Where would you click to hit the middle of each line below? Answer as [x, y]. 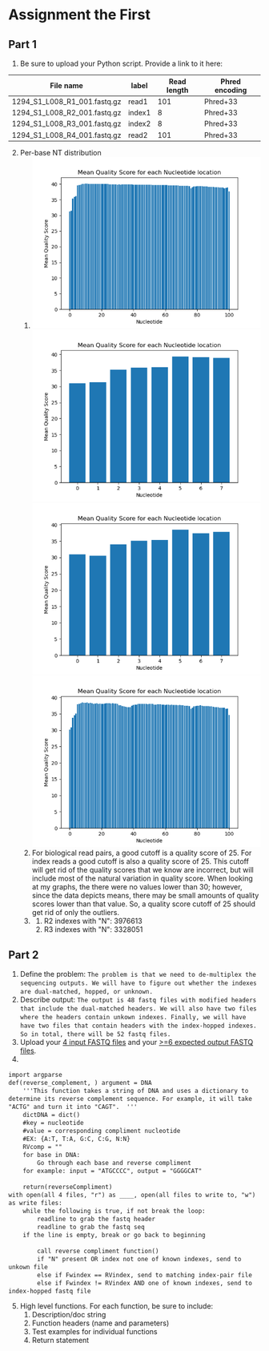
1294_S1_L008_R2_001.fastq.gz [66, 113]
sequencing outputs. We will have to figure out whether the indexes [139, 983]
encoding [231, 90]
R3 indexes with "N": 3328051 [93, 930]
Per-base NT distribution [60, 153]
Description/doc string [69, 1315]
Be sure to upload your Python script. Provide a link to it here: [121, 63]
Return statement [60, 1340]
